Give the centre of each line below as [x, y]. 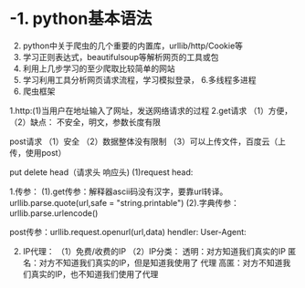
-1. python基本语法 [81, 19]
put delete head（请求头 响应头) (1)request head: [101, 172]
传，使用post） [38, 152]
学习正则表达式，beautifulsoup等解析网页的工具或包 [121, 57]
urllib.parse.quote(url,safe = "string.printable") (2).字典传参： [125, 202]
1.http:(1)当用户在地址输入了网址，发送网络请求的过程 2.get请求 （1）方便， [151, 110]
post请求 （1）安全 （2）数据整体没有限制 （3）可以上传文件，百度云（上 [147, 141]
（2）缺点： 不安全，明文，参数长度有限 [85, 122]
